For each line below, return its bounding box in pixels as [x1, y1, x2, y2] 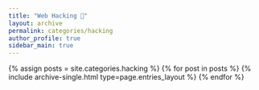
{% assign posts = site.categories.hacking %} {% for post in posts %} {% [8, 63, 252, 73]
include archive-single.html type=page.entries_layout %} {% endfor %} [8, 72, 245, 82]
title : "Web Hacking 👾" [8, 11, 88, 20]
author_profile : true [8, 34, 81, 43]
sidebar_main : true [8, 42, 74, 50]
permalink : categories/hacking [8, 27, 113, 35]
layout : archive [8, 19, 63, 27]
